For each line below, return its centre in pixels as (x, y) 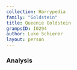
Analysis (20, 60)
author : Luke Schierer (35, 34)
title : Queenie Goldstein (38, 23)
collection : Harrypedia (36, 12)
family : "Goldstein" (32, 17)
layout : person (25, 39)
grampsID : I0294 (26, 28)
